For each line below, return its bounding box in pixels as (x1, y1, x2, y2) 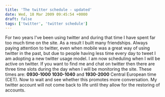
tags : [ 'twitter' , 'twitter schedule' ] (5, 21, 88, 26)
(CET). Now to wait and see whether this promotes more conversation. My (5, 77, 158, 83)
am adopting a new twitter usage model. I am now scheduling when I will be (5, 55, 161, 62)
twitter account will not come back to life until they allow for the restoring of (5, 82, 160, 88)
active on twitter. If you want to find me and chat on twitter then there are (5, 61, 155, 67)
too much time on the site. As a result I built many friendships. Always (5, 40, 148, 46)
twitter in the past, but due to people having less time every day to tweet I (5, 50, 156, 56)
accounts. (5, 87, 26, 93)
